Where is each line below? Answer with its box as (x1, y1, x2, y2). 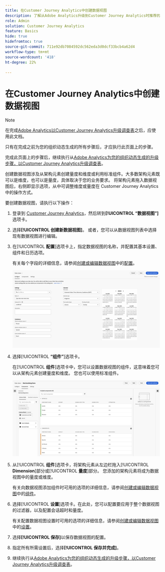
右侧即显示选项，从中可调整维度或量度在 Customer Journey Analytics (18, 183, 159, 189)
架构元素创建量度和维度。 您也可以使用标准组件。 (21, 370, 121, 376)
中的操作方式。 (5, 189, 35, 195)
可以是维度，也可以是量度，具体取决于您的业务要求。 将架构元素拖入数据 (5, 177, 153, 183)
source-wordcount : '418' (5, 55, 56, 60)
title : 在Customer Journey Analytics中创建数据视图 (5, 8, 107, 13)
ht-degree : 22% (5, 60, 36, 65)
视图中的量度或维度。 (12, 474, 55, 480)
